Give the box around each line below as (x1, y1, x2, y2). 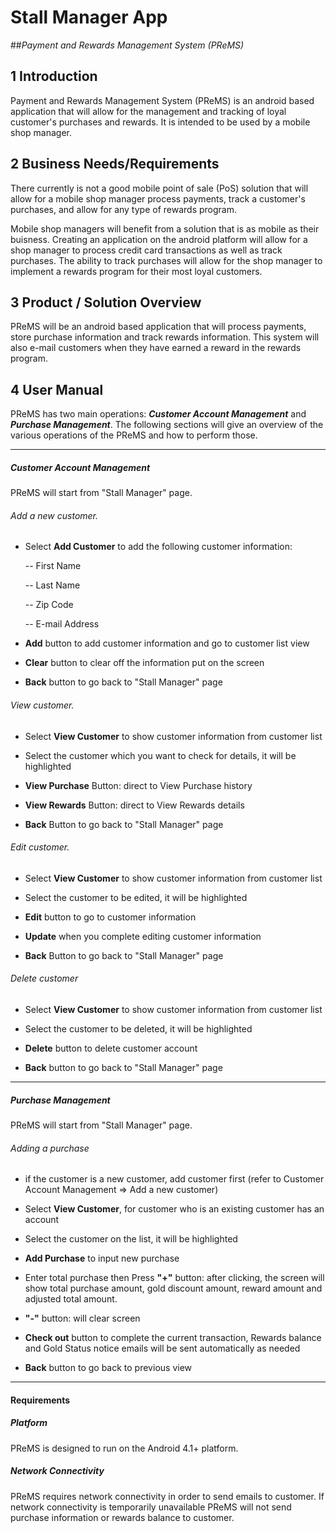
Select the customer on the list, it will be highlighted (24, 1233, 238, 1245)
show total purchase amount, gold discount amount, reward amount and (24, 1282, 323, 1295)
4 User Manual (10, 381, 104, 398)
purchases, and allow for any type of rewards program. (10, 203, 237, 215)
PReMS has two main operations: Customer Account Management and (10, 408, 307, 420)
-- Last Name (24, 579, 81, 591)
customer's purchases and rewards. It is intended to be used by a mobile (10, 116, 311, 128)
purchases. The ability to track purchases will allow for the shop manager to (10, 254, 323, 266)
